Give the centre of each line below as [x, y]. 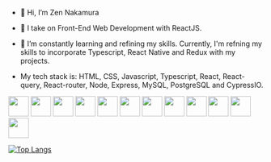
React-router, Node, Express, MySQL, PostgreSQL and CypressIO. [153, 85]
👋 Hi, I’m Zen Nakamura [59, 12]
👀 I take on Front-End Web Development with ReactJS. [111, 28]
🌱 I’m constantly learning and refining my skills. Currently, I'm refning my [141, 44]
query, [31, 85]
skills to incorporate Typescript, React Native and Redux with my [128, 52]
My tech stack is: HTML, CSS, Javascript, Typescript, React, [120, 76]
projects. [35, 61]
